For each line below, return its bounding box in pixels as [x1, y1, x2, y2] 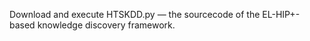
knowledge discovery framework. [37, 19, 176, 31]
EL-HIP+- [262, 9, 301, 20]
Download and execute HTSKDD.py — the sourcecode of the [9, 9, 261, 20]
